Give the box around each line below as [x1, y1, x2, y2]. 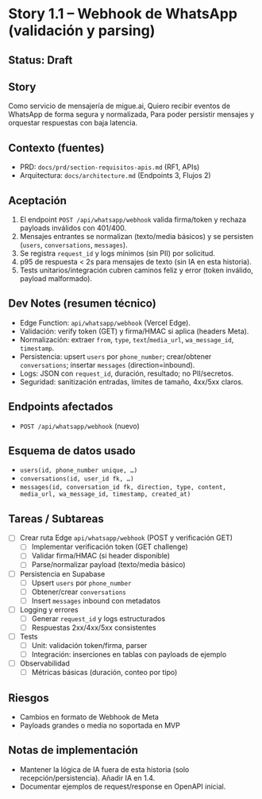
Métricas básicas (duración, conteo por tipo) [31, 668, 178, 677]
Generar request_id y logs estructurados [31, 613, 166, 623]
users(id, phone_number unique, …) [19, 466, 138, 475]
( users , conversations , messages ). [19, 240, 129, 250]
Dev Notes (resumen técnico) [8, 297, 156, 311]
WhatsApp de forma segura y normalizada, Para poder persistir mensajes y [8, 110, 255, 119]
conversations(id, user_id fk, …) [19, 475, 134, 483]
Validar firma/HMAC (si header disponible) [31, 551, 171, 561]
